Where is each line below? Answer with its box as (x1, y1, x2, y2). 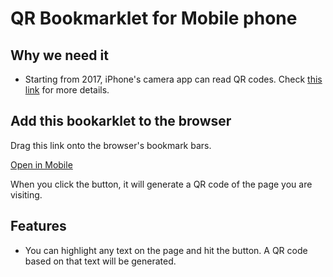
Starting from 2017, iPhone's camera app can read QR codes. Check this (24, 73, 323, 85)
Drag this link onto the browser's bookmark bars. (10, 139, 212, 151)
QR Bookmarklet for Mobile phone (10, 7, 298, 30)
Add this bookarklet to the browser (10, 113, 232, 130)
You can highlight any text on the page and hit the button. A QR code (24, 244, 308, 256)
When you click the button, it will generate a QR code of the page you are (10, 178, 313, 190)
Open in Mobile (10, 158, 73, 171)
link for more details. (24, 84, 110, 96)
